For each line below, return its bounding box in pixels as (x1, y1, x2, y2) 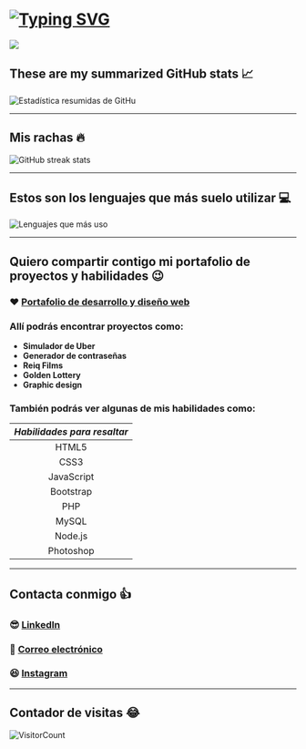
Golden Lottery (22, 369, 82, 380)
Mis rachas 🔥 (9, 130, 86, 146)
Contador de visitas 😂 (9, 705, 140, 721)
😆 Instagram (9, 667, 68, 680)
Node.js (54, 529, 88, 542)
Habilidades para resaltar (14, 426, 129, 438)
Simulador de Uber (22, 340, 96, 351)
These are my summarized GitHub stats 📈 (9, 67, 254, 82)
